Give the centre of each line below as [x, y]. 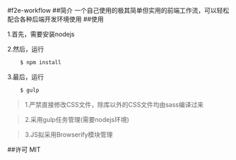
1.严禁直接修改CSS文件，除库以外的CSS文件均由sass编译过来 [114, 104]
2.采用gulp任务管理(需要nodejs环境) [77, 119]
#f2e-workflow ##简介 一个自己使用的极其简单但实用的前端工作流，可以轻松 [118, 10]
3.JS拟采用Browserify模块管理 [69, 134]
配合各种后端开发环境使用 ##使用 [55, 19]
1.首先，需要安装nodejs [41, 34]
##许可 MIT [24, 149]
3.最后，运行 [26, 77]
